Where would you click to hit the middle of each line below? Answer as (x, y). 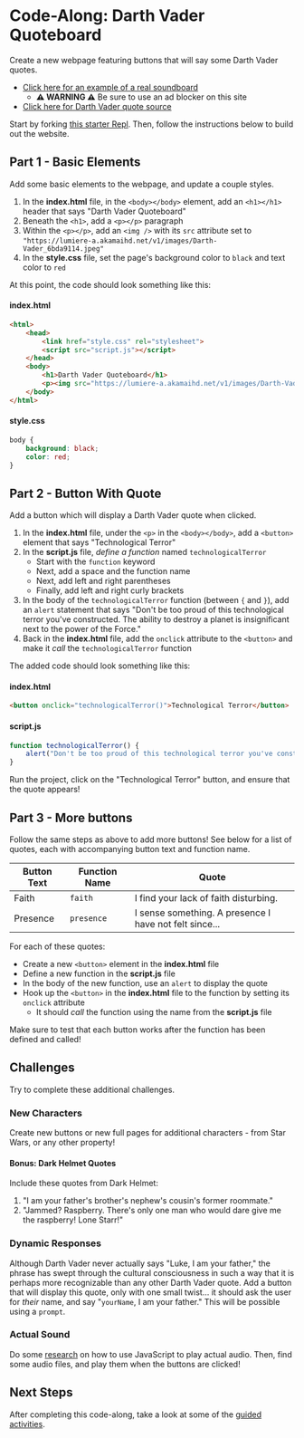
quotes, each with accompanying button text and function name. (130, 848)
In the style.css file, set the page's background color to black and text (154, 257)
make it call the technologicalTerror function (107, 648)
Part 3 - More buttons (71, 817)
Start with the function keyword (95, 561)
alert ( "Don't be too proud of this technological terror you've (149, 754)
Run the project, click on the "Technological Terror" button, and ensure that (150, 780)
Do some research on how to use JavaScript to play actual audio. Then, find (151, 1354)
